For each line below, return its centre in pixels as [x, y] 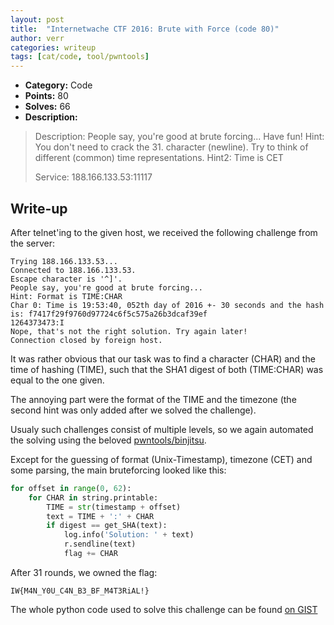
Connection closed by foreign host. [86, 340]
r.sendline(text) [100, 544]
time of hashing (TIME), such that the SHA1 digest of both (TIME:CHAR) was [167, 369]
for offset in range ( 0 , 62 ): [71, 488]
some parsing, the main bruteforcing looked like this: [118, 470]
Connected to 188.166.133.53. [73, 270]
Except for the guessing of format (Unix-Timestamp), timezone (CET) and [161, 459]
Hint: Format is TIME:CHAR [66, 296]
